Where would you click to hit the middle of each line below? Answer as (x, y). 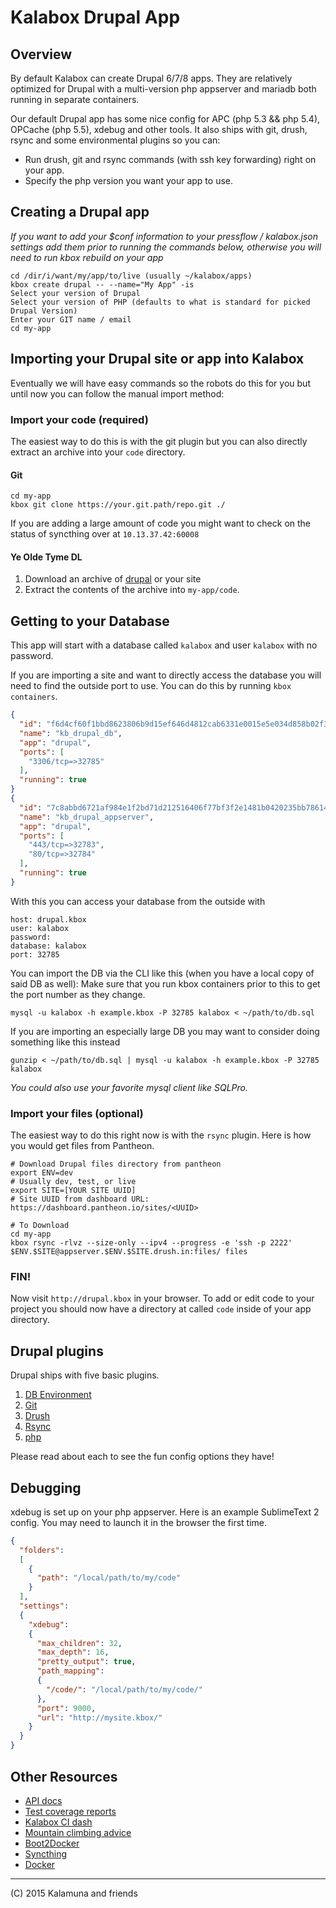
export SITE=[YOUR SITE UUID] (73, 1191)
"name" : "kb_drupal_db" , (71, 733)
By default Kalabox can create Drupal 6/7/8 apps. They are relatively (151, 78)
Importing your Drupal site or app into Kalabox (157, 359)
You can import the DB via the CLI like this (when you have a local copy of (162, 973)
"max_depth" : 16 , (73, 1652)
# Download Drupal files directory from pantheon (116, 1164)
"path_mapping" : (70, 1671)
